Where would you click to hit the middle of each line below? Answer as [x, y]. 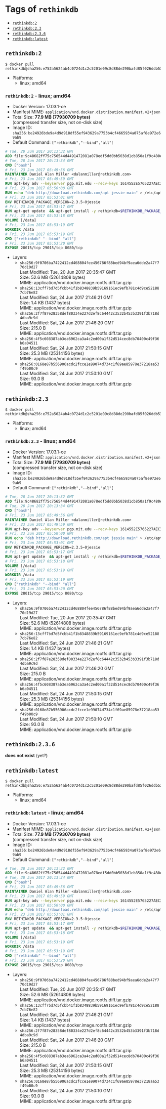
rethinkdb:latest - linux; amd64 [44, 813]
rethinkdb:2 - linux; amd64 [38, 96]
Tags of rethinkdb [42, 9]
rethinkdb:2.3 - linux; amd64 [41, 441]
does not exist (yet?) [26, 756]
